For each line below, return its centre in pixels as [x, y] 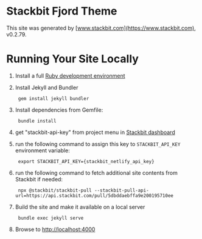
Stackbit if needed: [39, 179]
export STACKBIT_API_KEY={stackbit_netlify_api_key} [86, 161]
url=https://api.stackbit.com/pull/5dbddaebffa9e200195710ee [94, 195]
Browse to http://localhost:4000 [55, 229]
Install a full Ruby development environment [70, 76]
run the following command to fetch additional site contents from [96, 173]
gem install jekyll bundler [54, 98]
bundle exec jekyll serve [51, 218]
